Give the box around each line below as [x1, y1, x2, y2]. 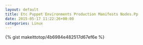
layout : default [5, 7, 39, 12]
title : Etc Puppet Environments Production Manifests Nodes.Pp [5, 12, 139, 17]
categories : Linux [5, 21, 43, 26]
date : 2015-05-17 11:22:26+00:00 [5, 16, 74, 21]
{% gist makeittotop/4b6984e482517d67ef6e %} [5, 34, 105, 40]
